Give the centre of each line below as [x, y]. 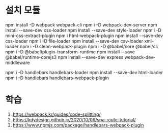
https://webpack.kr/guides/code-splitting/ [57, 114]
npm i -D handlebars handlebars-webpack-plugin [57, 78]
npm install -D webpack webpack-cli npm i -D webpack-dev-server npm [81, 25]
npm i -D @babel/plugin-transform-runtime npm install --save [70, 52]
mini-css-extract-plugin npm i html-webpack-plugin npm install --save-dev [84, 36]
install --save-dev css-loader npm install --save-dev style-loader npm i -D [83, 30]
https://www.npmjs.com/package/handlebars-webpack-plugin [78, 125]
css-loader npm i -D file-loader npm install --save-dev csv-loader [74, 41]
